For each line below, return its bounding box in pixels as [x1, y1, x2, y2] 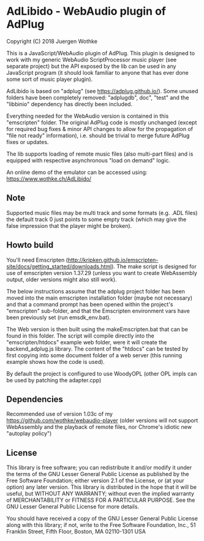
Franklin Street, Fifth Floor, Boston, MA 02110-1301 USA [6, 528, 146, 535]
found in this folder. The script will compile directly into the [6, 332, 154, 339]
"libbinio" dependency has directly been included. [6, 100, 133, 108]
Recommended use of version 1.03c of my [6, 410, 113, 418]
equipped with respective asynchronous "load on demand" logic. [6, 156, 170, 164]
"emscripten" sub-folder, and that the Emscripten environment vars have [6, 307, 190, 314]
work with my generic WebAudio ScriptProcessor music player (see [6, 56, 177, 63]
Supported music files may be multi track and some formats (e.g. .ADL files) [6, 209, 198, 216]
